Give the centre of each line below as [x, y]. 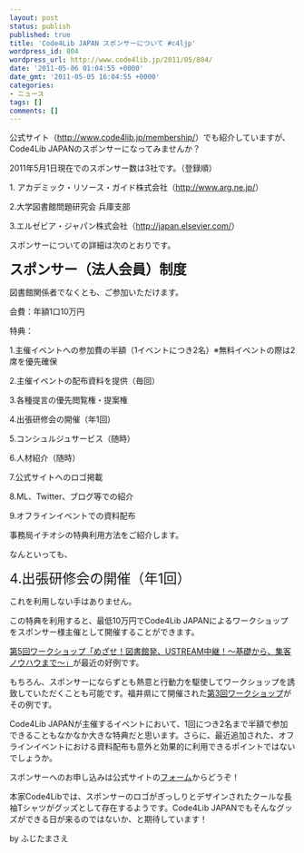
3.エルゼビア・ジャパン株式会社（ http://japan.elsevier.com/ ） [125, 226]
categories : [32, 85]
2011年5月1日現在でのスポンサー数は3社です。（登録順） [113, 168]
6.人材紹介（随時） [45, 458]
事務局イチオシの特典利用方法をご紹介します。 [97, 535]
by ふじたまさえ [39, 838]
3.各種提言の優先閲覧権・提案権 [69, 400]
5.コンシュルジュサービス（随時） [72, 439]
